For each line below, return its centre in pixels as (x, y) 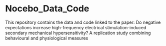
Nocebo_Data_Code (47, 9)
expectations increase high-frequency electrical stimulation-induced (76, 27)
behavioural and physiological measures (47, 38)
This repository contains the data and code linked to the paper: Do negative (83, 22)
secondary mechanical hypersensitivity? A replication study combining (78, 33)
